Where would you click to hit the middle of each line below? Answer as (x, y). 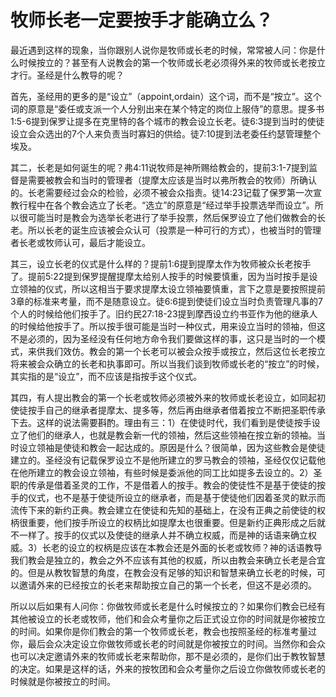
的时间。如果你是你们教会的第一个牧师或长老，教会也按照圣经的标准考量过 (163, 631)
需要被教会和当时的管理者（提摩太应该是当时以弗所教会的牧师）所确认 (172, 180)
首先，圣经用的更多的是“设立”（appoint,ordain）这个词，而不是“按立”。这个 (166, 96)
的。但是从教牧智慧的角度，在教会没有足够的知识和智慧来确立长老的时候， (163, 572)
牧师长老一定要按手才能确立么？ (142, 20)
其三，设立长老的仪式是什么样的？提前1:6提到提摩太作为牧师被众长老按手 (161, 263)
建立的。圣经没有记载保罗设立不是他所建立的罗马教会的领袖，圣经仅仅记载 (163, 460)
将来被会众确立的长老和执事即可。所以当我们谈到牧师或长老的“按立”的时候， (167, 363)
